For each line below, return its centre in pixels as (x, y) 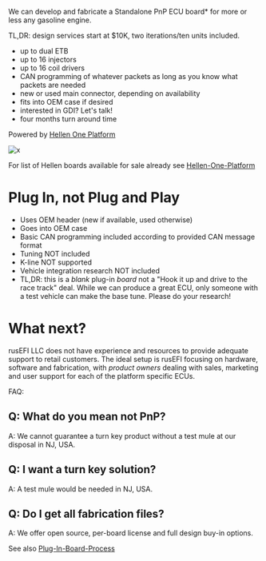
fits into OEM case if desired (66, 102)
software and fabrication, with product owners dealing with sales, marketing (133, 368)
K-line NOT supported (56, 262)
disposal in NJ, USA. (42, 444)
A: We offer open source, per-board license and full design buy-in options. (131, 533)
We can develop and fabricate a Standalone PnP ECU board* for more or (128, 12)
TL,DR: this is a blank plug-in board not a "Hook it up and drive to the (133, 279)
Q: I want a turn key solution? (82, 469)
